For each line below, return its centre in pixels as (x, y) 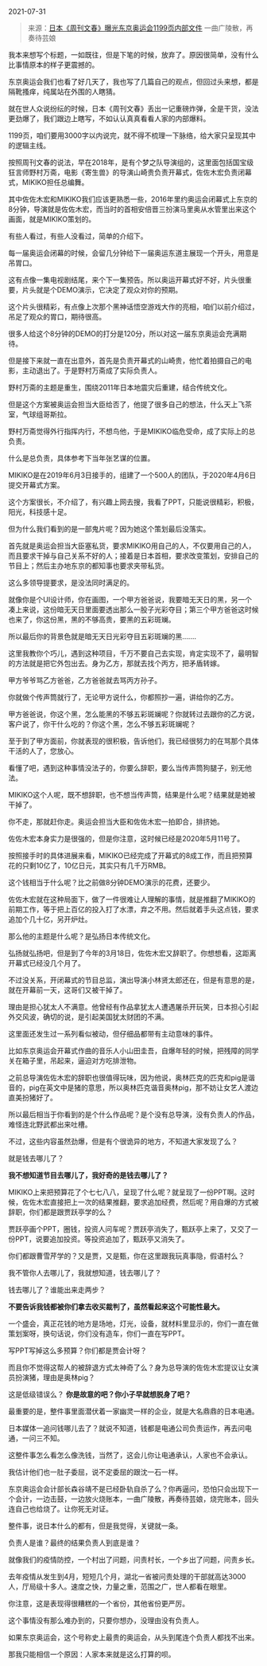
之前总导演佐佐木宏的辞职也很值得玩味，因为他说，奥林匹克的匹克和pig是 (128, 1078)
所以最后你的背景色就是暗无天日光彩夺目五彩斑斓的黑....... (103, 636)
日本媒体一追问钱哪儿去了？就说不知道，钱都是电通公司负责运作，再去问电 (130, 1428)
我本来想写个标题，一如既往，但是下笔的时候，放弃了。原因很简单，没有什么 (133, 55)
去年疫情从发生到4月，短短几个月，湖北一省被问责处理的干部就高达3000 (127, 1576)
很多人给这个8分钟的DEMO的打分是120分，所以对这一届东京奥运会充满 (124, 333)
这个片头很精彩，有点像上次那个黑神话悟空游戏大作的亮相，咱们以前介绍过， (133, 307)
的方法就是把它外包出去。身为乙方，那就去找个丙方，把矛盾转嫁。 (116, 663)
